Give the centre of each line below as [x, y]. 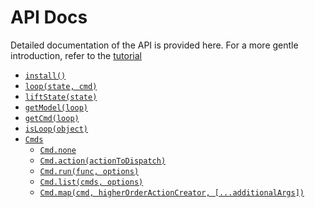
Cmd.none [58, 150]
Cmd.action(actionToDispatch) [103, 161]
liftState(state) [61, 97]
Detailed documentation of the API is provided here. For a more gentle [154, 45]
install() [45, 76]
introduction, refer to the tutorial [76, 55]
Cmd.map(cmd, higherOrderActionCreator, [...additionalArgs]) [172, 192]
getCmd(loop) [52, 118]
